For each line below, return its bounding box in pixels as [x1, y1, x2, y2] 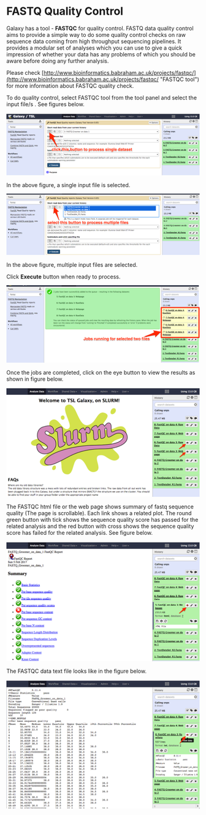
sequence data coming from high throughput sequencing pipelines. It [6, 37, 181, 45]
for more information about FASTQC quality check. [6, 82, 134, 90]
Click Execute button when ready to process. [6, 273, 121, 280]
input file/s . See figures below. [6, 100, 85, 108]
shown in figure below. [6, 375, 64, 383]
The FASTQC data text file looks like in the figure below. [6, 667, 147, 675]
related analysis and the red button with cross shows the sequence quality [6, 522, 194, 530]
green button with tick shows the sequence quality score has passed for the [6, 516, 199, 523]
